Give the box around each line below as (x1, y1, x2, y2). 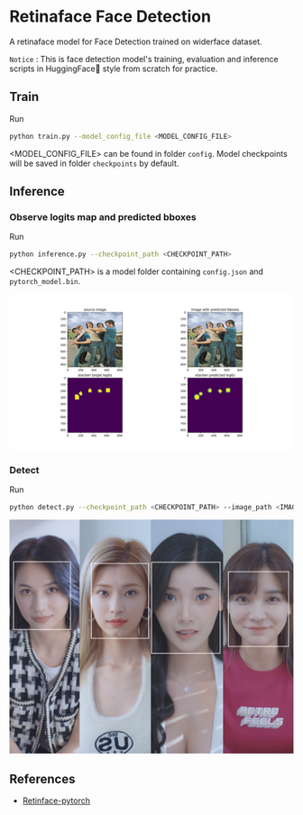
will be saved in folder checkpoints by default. (9, 158, 179, 169)
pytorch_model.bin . (9, 276, 81, 287)
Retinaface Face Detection (9, 6, 212, 27)
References (9, 771, 76, 786)
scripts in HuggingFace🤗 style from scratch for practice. (9, 63, 218, 74)
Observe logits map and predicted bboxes (9, 210, 197, 223)
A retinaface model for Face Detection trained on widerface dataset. (9, 36, 262, 47)
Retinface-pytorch (22, 795, 90, 806)
